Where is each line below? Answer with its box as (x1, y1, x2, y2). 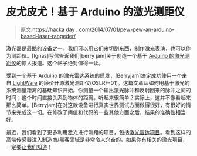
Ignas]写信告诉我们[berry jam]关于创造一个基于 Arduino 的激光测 (33, 52, 190, 59)
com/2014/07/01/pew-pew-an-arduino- (79, 26, 175, 33)
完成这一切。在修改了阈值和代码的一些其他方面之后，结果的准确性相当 (16, 108, 186, 115)
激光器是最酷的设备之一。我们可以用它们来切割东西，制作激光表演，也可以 (6, 45, 186, 52)
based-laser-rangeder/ (20, 32, 76, 39)
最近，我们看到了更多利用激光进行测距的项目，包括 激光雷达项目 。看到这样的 (6, 128, 191, 135)
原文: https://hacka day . (20, 26, 78, 33)
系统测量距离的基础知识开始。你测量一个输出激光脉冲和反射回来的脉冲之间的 (6, 87, 191, 94)
